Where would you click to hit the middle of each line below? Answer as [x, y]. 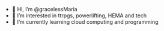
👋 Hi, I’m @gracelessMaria [44, 9]
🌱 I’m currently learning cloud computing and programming [85, 22]
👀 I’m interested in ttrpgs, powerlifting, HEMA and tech [79, 15]
